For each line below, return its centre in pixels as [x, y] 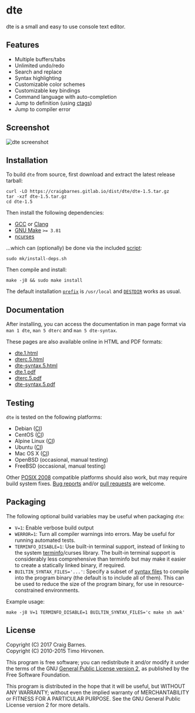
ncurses [24, 236]
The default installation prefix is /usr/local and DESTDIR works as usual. [94, 291]
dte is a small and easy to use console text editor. [66, 26]
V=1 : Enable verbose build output [54, 528]
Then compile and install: [36, 270]
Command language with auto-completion [66, 96]
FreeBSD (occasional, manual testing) [60, 466]
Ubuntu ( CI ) [29, 447]
